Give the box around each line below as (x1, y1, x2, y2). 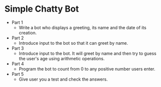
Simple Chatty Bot (4, 3, 79, 15)
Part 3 (11, 45, 24, 51)
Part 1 (11, 19, 23, 25)
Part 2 (11, 35, 24, 41)
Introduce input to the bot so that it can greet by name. (18, 40, 129, 46)
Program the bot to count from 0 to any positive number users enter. (18, 66, 156, 71)
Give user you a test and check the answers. (18, 76, 108, 82)
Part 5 (11, 71, 24, 77)
